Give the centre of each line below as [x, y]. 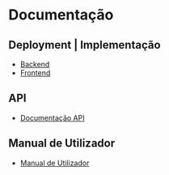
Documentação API [52, 117]
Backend [35, 64]
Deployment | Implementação [84, 45]
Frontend [35, 73]
